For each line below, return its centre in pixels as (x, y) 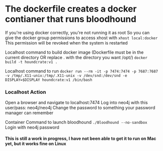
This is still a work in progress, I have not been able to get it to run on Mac (81, 138)
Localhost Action (26, 92)
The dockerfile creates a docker (71, 9)
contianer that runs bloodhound (71, 19)
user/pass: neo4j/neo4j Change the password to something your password (80, 108)
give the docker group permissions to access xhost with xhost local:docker (81, 38)
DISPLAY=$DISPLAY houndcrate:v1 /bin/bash (49, 80)
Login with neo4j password (32, 127)
